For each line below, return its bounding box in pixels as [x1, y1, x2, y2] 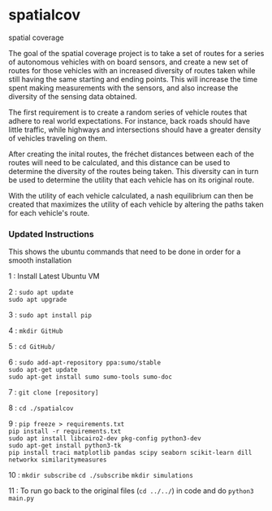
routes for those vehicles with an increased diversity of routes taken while [8, 65, 256, 75]
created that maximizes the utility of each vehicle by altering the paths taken [8, 199, 264, 209]
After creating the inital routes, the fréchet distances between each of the [8, 149, 254, 159]
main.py [8, 495, 35, 503]
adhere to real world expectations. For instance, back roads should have [8, 116, 250, 125]
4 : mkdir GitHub [8, 325, 63, 335]
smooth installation [8, 255, 72, 265]
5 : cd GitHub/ [8, 342, 55, 352]
